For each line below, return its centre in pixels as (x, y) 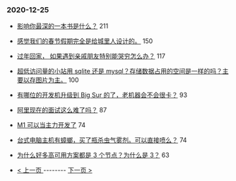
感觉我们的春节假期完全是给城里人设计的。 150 (85, 41)
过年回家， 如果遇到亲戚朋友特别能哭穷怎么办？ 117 (91, 56)
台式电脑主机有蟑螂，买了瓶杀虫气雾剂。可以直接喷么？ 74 (102, 140)
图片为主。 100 (57, 80)
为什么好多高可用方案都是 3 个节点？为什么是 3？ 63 (93, 155)
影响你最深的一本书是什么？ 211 (63, 26)
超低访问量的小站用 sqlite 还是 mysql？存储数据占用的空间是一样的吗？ (120, 71)
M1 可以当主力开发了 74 (51, 125)
